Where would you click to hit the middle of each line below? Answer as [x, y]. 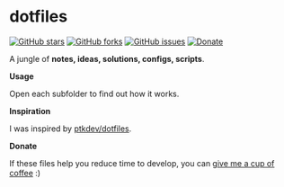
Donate [23, 146]
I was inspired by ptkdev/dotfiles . [71, 129]
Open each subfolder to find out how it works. [94, 93]
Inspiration [30, 111]
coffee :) [25, 173]
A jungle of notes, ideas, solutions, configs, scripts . [107, 58]
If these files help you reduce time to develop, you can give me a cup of [142, 163]
